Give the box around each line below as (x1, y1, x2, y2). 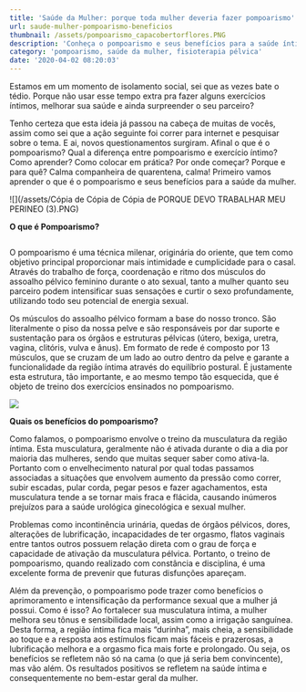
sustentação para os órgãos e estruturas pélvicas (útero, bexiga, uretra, (9, 332, 280, 343)
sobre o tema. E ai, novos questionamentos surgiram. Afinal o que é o (9, 138, 270, 148)
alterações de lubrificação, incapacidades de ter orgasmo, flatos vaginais (9, 529, 285, 540)
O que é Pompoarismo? (9, 221, 100, 232)
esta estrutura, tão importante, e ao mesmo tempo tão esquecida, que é (9, 372, 280, 382)
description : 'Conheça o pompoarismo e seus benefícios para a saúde (9, 38, 280, 48)
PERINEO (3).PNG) (9, 204, 79, 215)
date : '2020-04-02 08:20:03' (9, 56, 120, 65)
